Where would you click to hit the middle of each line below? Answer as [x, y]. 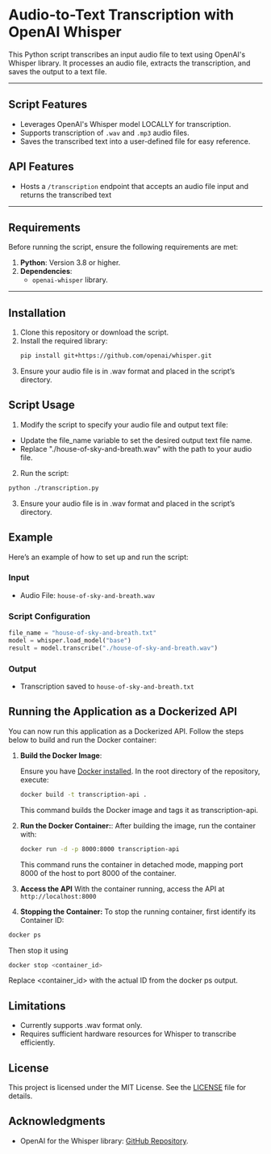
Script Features [48, 105]
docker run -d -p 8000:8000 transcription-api [100, 849]
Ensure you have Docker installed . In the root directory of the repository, [140, 771]
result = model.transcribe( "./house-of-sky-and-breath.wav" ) [113, 648]
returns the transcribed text [66, 195]
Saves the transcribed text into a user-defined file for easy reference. [135, 141]
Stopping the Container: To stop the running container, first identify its [138, 912]
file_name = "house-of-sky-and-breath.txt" [83, 633]
